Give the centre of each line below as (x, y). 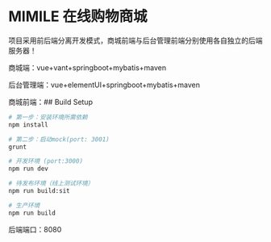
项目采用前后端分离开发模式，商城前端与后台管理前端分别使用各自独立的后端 (135, 40)
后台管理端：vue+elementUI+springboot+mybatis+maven (104, 85)
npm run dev (28, 169)
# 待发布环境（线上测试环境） (51, 184)
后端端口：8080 (35, 229)
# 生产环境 (24, 205)
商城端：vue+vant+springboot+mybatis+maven (88, 67)
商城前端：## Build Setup (50, 102)
